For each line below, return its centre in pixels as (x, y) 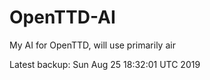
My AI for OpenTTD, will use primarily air (92, 45)
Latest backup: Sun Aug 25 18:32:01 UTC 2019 (105, 64)
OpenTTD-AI (62, 17)
